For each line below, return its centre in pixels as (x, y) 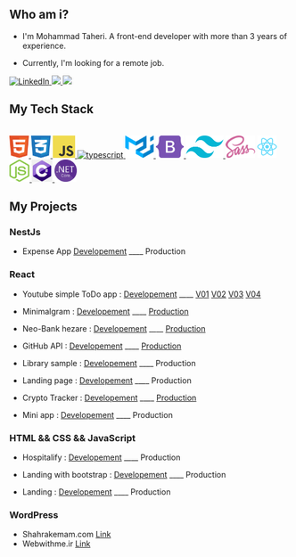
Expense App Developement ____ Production (103, 251)
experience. (44, 45)
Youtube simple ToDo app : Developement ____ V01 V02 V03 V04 (141, 294)
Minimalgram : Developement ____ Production (105, 311)
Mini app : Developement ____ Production (98, 414)
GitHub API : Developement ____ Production (102, 346)
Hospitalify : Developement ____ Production (101, 457)
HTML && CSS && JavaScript (73, 438)
